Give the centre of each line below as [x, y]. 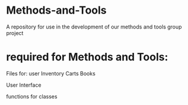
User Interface [24, 85]
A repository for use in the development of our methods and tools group [94, 27]
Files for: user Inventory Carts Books [51, 73]
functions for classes [32, 96]
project [15, 33]
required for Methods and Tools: [87, 57]
